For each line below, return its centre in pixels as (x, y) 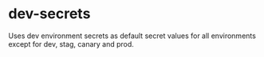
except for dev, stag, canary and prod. (71, 44)
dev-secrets (49, 14)
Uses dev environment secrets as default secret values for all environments (132, 36)
